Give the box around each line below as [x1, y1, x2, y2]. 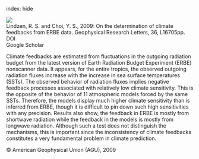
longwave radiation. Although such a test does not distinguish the [6, 122, 166, 129]
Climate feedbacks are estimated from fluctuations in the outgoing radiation [6, 53, 191, 60]
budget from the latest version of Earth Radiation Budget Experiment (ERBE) [6, 59, 192, 66]
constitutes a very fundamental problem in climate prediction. [6, 135, 157, 142]
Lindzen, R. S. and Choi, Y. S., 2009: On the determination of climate [6, 23, 173, 29]
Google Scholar [6, 42, 45, 48]
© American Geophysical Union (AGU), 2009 [6, 147, 116, 153]
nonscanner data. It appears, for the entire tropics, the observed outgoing [6, 65, 187, 72]
